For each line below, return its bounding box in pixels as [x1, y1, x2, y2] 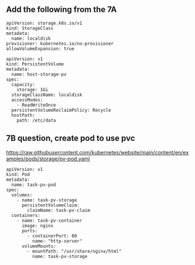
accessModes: [11, 97, 43, 103]
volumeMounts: [21, 243, 57, 249]
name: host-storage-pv [11, 71, 67, 77]
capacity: [11, 81, 35, 87]
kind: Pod [6, 171, 30, 177]
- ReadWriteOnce [16, 102, 57, 108]
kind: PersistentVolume [6, 61, 64, 67]
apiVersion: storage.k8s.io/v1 [6, 20, 83, 26]
